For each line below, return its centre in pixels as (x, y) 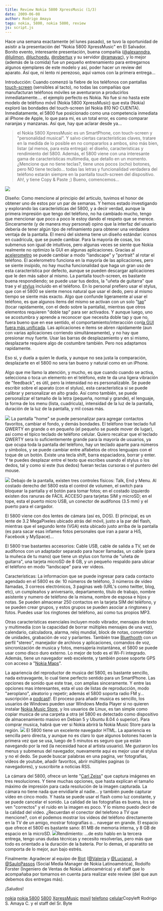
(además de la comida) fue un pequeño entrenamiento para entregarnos (77, 62)
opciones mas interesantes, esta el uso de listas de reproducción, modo (77, 688)
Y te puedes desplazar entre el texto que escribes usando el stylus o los (77, 460)
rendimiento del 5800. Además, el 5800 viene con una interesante (83, 154)
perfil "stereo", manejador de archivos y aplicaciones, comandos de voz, (78, 643)
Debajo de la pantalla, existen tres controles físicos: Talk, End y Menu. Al (84, 481)
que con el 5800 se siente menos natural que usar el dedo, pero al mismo (79, 291)
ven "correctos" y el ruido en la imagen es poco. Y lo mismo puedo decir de (81, 807)
